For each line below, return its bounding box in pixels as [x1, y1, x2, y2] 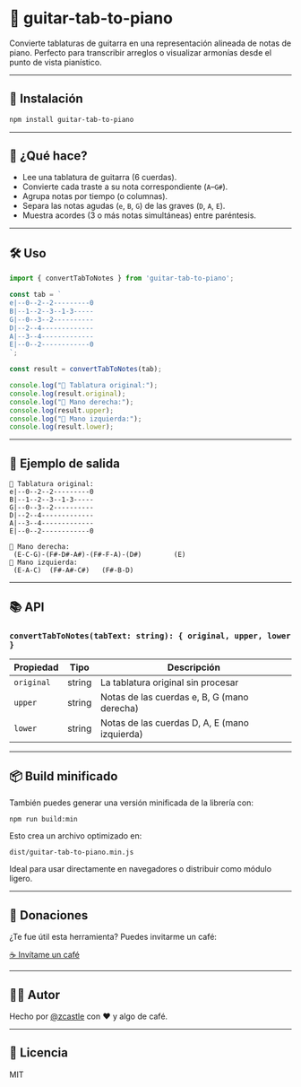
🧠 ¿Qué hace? [9, 148, 88, 164]
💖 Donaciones [9, 908, 89, 923]
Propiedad [13, 661, 59, 674]
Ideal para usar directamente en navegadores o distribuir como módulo [9, 864, 271, 874]
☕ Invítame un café [9, 950, 81, 961]
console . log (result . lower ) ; [9, 422, 115, 431]
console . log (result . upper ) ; [9, 405, 115, 415]
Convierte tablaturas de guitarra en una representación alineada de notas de [9, 38, 292, 48]
